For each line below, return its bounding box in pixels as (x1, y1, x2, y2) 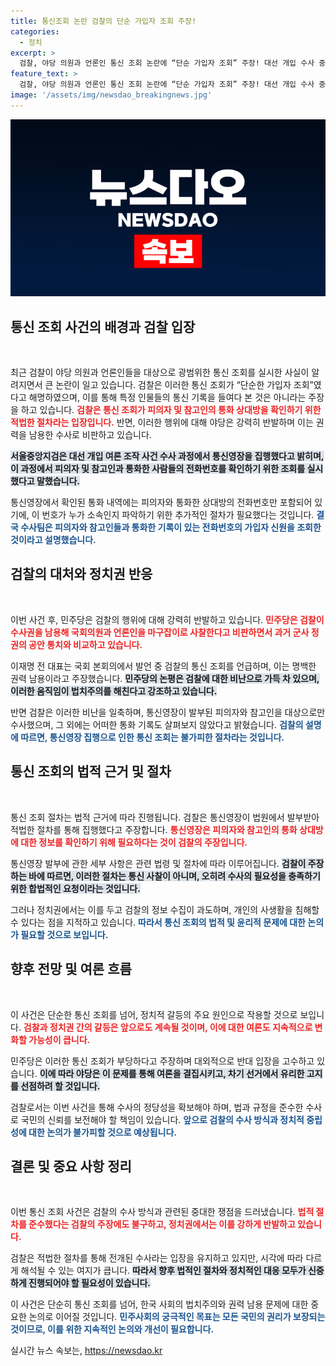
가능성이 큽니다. (28, 1033, 91, 1045)
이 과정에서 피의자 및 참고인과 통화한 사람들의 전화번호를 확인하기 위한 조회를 (10, 463, 306, 475)
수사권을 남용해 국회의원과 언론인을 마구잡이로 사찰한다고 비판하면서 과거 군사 (10, 626, 310, 638)
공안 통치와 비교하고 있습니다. (28, 638, 143, 650)
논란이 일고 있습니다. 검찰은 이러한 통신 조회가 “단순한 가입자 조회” (55, 379, 314, 391)
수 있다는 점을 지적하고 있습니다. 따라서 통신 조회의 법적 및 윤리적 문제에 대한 (10, 916, 306, 928)
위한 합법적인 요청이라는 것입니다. (10, 882, 141, 894)
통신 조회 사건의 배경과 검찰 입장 (10, 318, 196, 335)
